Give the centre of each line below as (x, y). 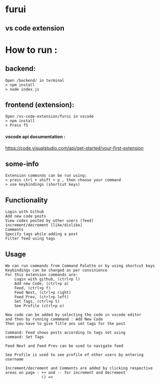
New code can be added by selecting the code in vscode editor (73, 315)
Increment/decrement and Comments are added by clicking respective (79, 368)
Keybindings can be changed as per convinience (56, 271)
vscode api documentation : (35, 136)
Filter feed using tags (30, 239)
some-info (22, 164)
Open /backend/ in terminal (35, 80)
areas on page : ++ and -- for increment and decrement (65, 373)
